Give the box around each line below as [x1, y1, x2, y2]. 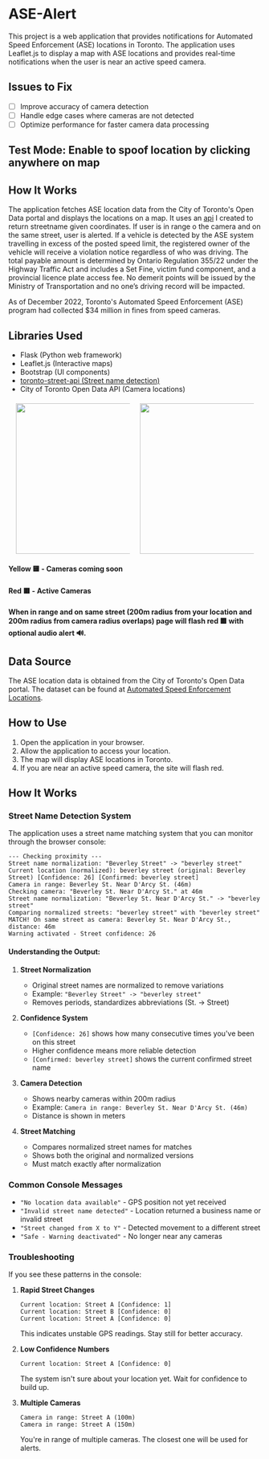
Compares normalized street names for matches [31, 1142, 193, 1151]
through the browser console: [8, 837, 107, 847]
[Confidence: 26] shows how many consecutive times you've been [31, 1029, 255, 1038]
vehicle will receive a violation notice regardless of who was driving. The [8, 247, 249, 257]
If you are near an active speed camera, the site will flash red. [19, 763, 225, 772]
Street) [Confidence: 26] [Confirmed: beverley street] [8, 874, 199, 882]
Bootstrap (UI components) [19, 367, 111, 377]
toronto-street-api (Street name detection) [19, 375, 161, 385]
